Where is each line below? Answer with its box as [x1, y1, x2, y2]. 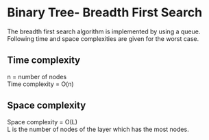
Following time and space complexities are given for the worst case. [7, 34, 199, 42]
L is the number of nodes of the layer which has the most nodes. [7, 125, 190, 133]
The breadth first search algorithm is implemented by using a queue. [7, 27, 201, 36]
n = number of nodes [7, 72, 67, 81]
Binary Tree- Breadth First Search [7, 5, 203, 20]
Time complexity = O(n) [7, 80, 74, 88]
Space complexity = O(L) [7, 117, 77, 126]
